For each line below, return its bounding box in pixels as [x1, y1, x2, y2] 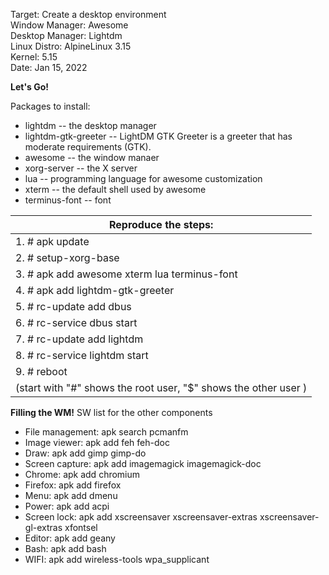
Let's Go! [10, 81, 49, 93]
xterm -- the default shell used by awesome [24, 184, 207, 195]
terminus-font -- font [24, 194, 112, 206]
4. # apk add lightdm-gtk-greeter [15, 284, 175, 297]
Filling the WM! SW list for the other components [10, 407, 213, 418]
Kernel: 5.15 [10, 51, 58, 63]
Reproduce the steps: [108, 218, 214, 231]
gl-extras [24, 522, 63, 533]
